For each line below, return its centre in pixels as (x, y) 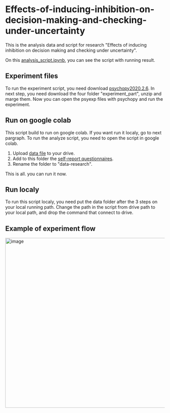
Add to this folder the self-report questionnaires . (63, 159)
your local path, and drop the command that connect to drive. (69, 213)
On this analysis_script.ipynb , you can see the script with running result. (80, 60)
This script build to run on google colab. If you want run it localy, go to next (83, 132)
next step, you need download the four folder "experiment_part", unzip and (83, 93)
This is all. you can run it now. (36, 174)
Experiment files (32, 76)
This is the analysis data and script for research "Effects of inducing (76, 45)
